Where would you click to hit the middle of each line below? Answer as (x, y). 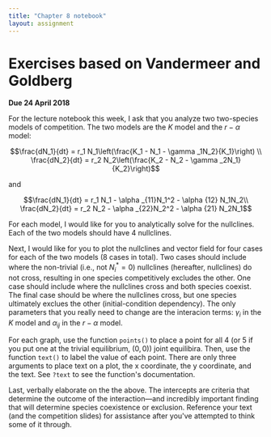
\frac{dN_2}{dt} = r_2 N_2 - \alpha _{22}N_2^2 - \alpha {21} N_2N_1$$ (136, 209)
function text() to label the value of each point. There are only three (123, 358)
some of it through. (40, 425)
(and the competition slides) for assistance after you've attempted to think (132, 416)
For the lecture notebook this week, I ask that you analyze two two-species (133, 119)
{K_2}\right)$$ (136, 169)
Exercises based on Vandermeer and (135, 64)
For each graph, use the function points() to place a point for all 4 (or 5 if (131, 340)
